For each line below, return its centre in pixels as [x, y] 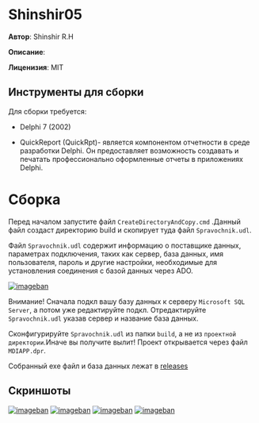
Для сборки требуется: [48, 111]
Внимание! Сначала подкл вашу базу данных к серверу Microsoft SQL [127, 301]
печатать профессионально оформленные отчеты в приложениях [131, 159]
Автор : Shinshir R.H [41, 37]
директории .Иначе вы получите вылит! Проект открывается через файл [128, 342]
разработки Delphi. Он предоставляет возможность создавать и [129, 150]
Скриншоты [40, 391]
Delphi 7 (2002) [45, 127]
